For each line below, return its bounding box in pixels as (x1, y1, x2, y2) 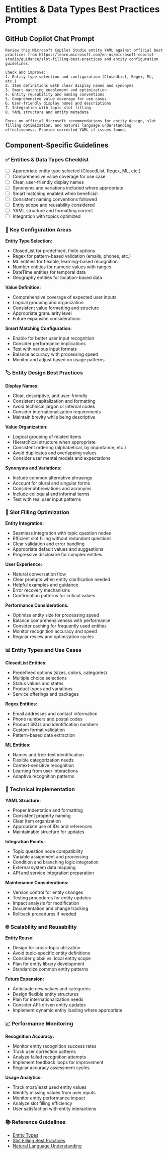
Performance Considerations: (5, 602, 69, 608)
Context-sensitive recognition (12, 762, 74, 768)
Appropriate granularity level (12, 310, 72, 316)
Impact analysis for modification (12, 900, 79, 906)
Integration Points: (5, 838, 45, 844)
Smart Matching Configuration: (5, 325, 72, 331)
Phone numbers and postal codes (12, 716, 83, 722)
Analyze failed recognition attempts (12, 1054, 87, 1060)
